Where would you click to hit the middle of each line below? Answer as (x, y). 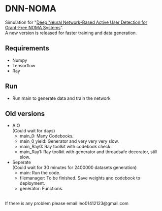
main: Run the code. (40, 173)
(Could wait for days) (33, 131)
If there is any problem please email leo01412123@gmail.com (67, 204)
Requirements (27, 48)
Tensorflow (24, 65)
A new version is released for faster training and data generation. (71, 33)
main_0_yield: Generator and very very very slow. (69, 141)
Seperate (21, 162)
